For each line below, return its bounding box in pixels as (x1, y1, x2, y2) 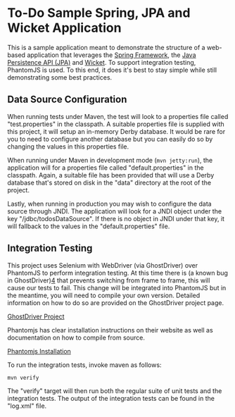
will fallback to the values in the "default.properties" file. (7, 222, 170, 230)
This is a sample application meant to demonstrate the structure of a (7, 43, 205, 51)
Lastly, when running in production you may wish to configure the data (7, 199, 212, 208)
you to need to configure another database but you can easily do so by (7, 135, 213, 143)
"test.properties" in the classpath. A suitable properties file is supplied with (7, 120, 224, 128)
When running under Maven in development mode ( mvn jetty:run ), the (7, 156, 213, 164)
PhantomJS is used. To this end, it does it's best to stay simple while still (7, 66, 217, 74)
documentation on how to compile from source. (7, 333, 146, 342)
